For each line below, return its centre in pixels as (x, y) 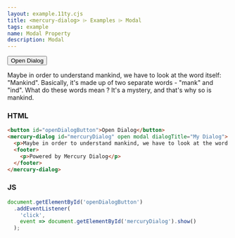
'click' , (33, 215)
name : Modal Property (39, 33)
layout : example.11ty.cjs (45, 14)
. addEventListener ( (42, 209)
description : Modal (36, 40)
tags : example (28, 27)
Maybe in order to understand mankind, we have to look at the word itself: (114, 75)
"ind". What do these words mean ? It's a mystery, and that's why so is (110, 90)
